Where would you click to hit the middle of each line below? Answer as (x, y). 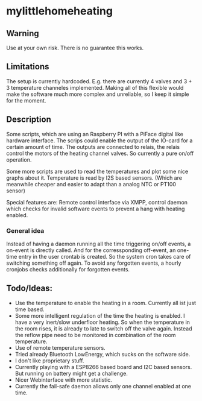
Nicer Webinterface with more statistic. (64, 380)
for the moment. (26, 100)
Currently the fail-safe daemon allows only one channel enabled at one (103, 386)
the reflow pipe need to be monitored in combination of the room (95, 335)
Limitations (28, 67)
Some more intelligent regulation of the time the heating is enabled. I (100, 315)
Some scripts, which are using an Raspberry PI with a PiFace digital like (95, 134)
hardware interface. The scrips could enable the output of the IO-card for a (99, 141)
